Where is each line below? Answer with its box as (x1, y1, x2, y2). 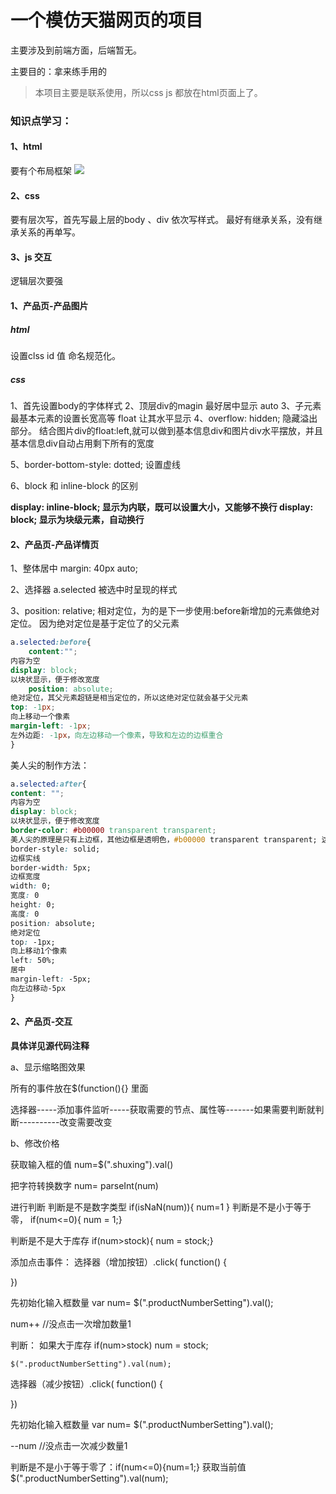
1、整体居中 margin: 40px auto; (10, 562, 138, 575)
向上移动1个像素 (10, 946, 68, 956)
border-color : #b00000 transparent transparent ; (10, 826, 217, 836)
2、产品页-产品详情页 (10, 538, 100, 550)
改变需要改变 (59, 1116, 113, 1128)
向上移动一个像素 (10, 712, 71, 722)
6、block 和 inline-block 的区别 (10, 480, 138, 491)
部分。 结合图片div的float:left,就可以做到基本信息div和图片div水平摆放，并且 (10, 425, 323, 436)
